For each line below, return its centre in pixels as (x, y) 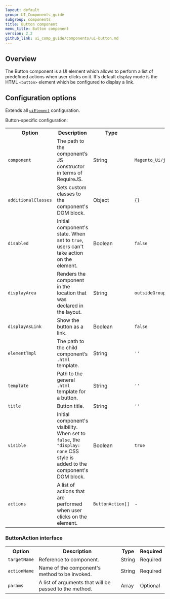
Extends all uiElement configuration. (42, 110)
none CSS (68, 451)
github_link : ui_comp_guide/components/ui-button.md (62, 39)
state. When (71, 233)
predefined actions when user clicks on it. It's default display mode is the (81, 76)
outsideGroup (150, 293)
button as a (70, 326)
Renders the (71, 274)
